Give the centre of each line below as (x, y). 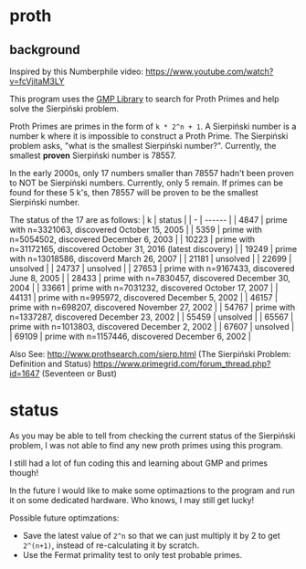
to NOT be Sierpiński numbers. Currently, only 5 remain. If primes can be (146, 183)
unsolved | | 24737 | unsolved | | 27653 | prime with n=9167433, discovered (152, 269)
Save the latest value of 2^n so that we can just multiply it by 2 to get (151, 535)
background (45, 50)
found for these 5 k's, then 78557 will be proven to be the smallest (134, 192)
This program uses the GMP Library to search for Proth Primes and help (145, 99)
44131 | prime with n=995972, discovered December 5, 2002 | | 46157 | (144, 297)
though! (24, 472)
